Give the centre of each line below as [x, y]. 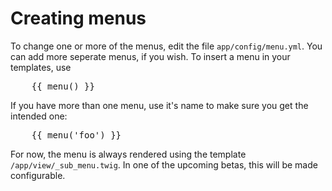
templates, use [41, 67]
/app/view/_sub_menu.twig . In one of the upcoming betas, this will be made [164, 164]
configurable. [38, 175]
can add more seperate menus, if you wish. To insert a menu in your [150, 56]
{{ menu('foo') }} [76, 135]
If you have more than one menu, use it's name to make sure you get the [159, 105]
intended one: [39, 116]
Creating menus [78, 18]
